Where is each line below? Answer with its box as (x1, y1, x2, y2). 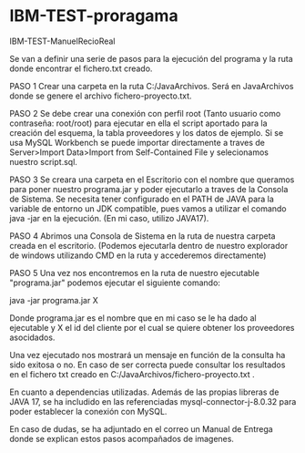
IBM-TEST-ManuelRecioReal (9, 36, 116, 46)
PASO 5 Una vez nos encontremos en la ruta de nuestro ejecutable (9, 267, 259, 278)
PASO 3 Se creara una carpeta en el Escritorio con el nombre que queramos (9, 174, 295, 185)
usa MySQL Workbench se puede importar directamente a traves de (9, 137, 266, 148)
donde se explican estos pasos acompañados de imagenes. (9, 433, 235, 444)
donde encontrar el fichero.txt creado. (9, 63, 153, 74)
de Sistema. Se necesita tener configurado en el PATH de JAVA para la (9, 193, 275, 204)
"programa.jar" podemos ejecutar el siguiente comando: (9, 277, 221, 288)
